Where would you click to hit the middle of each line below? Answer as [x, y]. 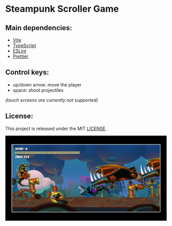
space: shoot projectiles [38, 90]
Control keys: [27, 72]
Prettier [20, 56]
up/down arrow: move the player [47, 84]
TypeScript [24, 46]
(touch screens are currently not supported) [52, 100]
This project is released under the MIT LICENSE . [56, 128]
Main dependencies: [39, 28]
